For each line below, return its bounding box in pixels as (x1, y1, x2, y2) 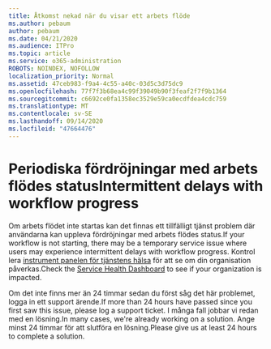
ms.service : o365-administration (8, 57, 122, 66)
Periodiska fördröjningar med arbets (8, 160, 258, 178)
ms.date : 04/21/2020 (8, 34, 79, 43)
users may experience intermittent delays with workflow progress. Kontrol (8, 246, 256, 256)
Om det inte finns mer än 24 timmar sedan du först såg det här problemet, (8, 288, 256, 298)
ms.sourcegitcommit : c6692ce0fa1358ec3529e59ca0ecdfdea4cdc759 (8, 95, 227, 103)
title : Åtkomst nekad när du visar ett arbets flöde (8, 11, 191, 20)
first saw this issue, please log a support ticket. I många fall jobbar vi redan (8, 305, 259, 315)
